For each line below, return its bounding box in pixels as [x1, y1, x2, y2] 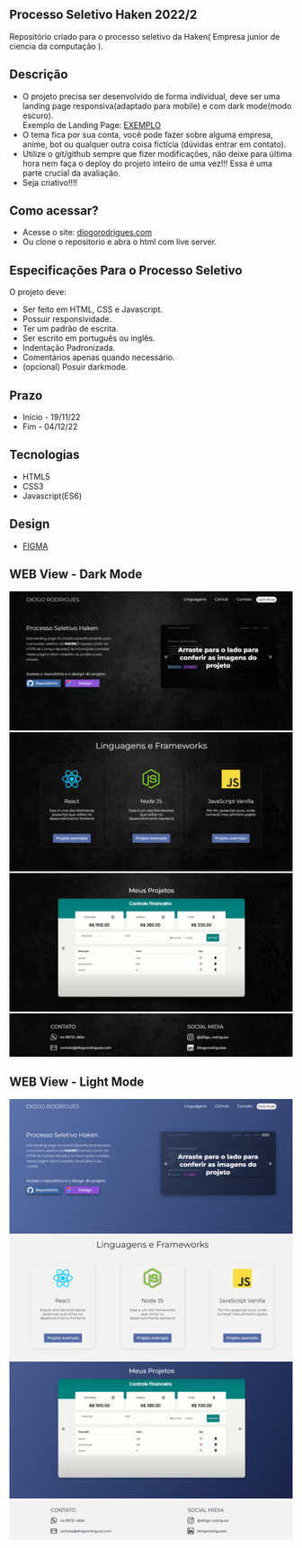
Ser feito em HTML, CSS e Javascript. [22, 304, 164, 315]
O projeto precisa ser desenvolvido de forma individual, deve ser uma [22, 90, 280, 102]
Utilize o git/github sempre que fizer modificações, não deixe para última [22, 148, 292, 159]
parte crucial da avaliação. [22, 167, 121, 179]
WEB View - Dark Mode [9, 567, 143, 582]
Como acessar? [9, 203, 99, 219]
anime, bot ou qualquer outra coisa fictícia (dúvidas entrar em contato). [22, 139, 287, 150]
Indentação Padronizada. [22, 343, 116, 353]
